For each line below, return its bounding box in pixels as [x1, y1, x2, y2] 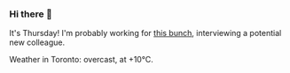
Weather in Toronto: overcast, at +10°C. [9, 55, 153, 65]
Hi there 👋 [9, 8, 53, 20]
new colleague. [9, 37, 65, 47]
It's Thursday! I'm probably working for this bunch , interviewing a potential [9, 28, 282, 39]
